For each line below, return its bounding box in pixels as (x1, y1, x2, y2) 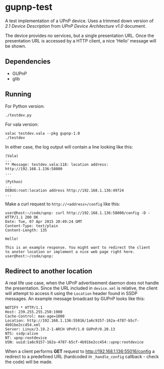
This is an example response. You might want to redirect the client (5, 245, 151, 250)
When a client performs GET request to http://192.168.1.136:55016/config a (5, 348, 155, 354)
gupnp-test (5, 1, 53, 13)
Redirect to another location (5, 267, 92, 275)
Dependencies (5, 57, 51, 66)
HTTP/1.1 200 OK (5, 215, 38, 220)
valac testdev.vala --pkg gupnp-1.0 (5, 131, 80, 136)
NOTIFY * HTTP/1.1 (5, 305, 43, 310)
